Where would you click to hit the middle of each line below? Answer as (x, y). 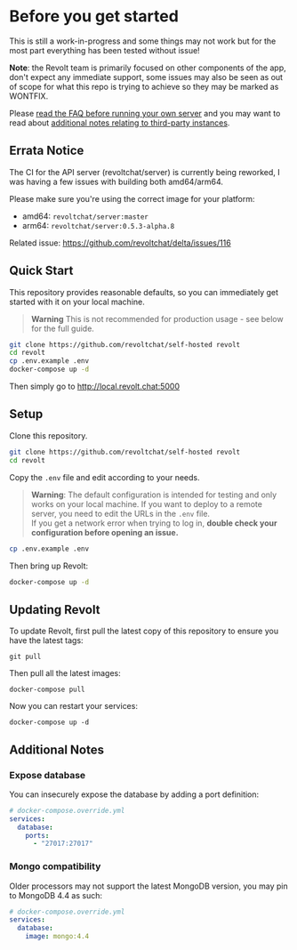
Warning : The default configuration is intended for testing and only (154, 495)
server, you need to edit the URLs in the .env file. (120, 513)
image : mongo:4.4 (57, 937)
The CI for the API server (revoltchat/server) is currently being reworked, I (144, 172)
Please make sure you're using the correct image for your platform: (132, 198)
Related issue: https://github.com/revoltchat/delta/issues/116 (120, 243)
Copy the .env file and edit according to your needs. (104, 477)
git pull (25, 657)
